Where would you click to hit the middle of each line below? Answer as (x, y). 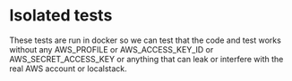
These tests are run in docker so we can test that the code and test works (146, 40)
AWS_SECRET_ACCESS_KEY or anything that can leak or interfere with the (146, 59)
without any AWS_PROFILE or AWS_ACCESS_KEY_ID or (112, 49)
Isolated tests (61, 16)
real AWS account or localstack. (68, 69)
